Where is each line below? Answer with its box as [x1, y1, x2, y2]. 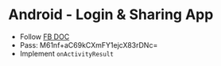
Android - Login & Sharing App [8, 6, 214, 24]
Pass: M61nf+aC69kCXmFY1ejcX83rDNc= [19, 40, 158, 49]
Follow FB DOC [19, 32, 70, 41]
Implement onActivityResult [19, 49, 114, 58]
